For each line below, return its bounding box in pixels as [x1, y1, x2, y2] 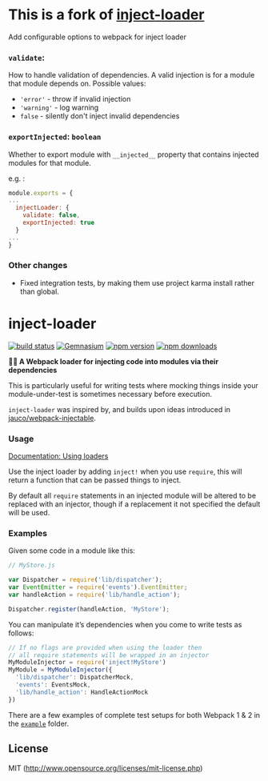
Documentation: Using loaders [8, 451, 109, 461]
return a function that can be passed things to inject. [8, 475, 182, 485]
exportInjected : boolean [8, 131, 102, 142]
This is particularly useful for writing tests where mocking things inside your [8, 380, 258, 390]
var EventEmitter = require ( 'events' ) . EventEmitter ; [8, 583, 188, 591]
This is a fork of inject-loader [8, 6, 205, 24]
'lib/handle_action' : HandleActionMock [15, 688, 149, 696]
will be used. [8, 508, 50, 518]
